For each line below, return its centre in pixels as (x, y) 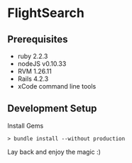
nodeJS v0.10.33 (42, 64)
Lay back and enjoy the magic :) (54, 152)
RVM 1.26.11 (34, 71)
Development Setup (52, 109)
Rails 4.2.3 (33, 79)
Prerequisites (38, 39)
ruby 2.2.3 (33, 56)
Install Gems (26, 125)
